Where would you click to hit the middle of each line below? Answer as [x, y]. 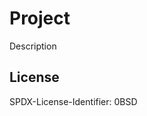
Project [40, 18]
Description [33, 46]
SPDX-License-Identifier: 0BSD [73, 101]
